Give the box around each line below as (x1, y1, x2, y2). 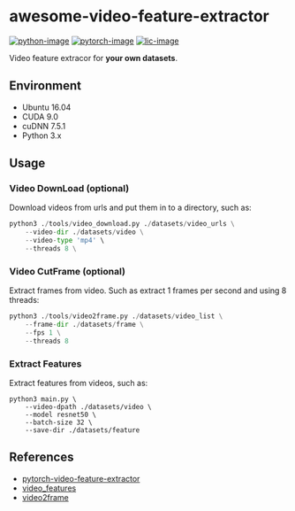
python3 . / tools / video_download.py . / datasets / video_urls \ (9, 220, 236, 228)
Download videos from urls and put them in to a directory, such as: (9, 202, 252, 213)
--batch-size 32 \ (25, 418, 93, 427)
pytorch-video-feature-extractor (21, 473, 140, 484)
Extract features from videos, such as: (9, 378, 148, 389)
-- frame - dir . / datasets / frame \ (25, 321, 144, 329)
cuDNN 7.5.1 (21, 120, 66, 131)
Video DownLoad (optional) (9, 182, 130, 195)
